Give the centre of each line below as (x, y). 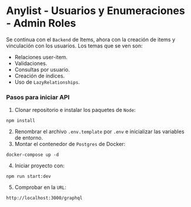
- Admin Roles (41, 23)
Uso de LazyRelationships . (47, 82)
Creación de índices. (40, 76)
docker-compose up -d (33, 155)
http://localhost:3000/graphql (44, 198)
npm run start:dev (29, 177)
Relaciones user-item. (41, 57)
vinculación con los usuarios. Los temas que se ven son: (74, 46)
